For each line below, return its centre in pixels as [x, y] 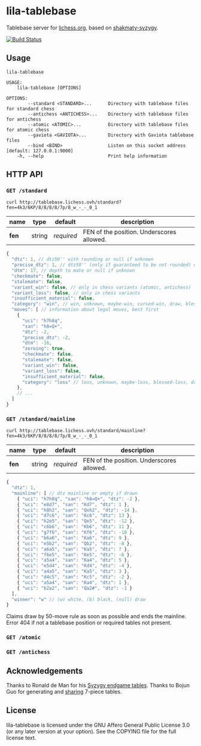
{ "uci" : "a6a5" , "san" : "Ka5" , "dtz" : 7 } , [73, 549]
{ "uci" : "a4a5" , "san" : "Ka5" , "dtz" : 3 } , [73, 571]
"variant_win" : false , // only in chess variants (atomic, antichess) [101, 287]
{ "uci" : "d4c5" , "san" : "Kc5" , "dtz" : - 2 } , [75, 577]
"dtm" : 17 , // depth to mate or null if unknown [73, 271]
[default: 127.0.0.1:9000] [40, 151]
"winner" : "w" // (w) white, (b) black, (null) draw [79, 599]
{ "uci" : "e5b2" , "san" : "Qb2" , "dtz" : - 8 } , [75, 543]
